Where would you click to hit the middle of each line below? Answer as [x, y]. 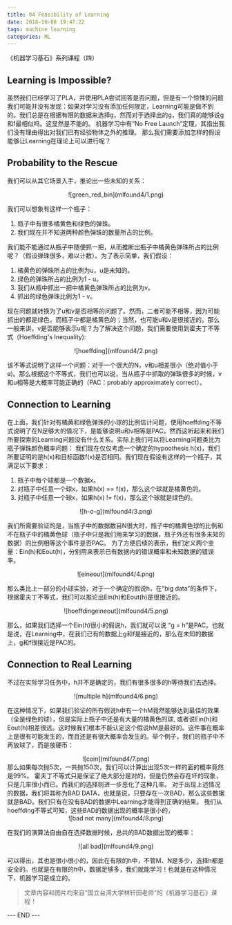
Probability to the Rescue [62, 163]
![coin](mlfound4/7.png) [116, 759]
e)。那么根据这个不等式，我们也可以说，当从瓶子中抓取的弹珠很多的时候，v [115, 373]
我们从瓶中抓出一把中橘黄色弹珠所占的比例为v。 [85, 287]
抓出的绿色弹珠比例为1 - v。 [57, 296]
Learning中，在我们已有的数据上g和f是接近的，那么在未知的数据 [122, 634]
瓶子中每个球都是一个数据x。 [58, 480]
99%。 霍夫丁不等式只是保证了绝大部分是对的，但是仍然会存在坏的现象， [117, 775]
